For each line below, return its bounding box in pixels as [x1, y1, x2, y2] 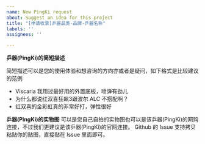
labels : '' [6, 26, 34, 32]
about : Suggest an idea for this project [6, 15, 113, 21]
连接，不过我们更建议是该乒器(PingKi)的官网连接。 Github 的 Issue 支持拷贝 [6, 123, 196, 131]
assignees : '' [6, 32, 43, 38]
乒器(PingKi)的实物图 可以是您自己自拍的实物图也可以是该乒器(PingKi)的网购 [6, 116, 199, 123]
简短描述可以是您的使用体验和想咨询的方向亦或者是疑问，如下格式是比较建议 [6, 67, 199, 75]
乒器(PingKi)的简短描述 [6, 54, 65, 61]
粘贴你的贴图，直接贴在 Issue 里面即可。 [6, 131, 109, 139]
